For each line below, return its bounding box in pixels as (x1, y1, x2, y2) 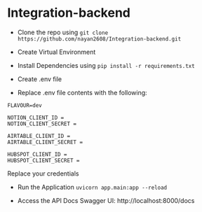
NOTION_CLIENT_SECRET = (7, 120, 77, 127)
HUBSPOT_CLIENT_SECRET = (7, 157, 80, 164)
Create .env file (17, 75, 62, 83)
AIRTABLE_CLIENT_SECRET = (7, 139, 83, 146)
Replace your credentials (7, 169, 79, 178)
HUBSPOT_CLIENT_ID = (7, 150, 68, 158)
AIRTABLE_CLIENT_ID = (7, 132, 71, 139)
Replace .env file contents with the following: (17, 88, 147, 97)
